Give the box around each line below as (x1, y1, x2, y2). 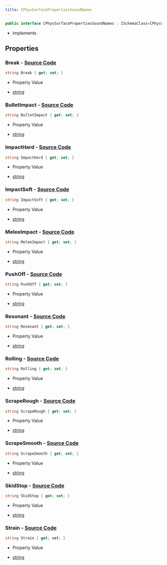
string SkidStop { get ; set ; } (5, 493, 70, 498)
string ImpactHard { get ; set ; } (5, 155, 75, 160)
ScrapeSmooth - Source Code (5, 440, 79, 447)
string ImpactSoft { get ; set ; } (5, 197, 75, 202)
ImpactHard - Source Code (5, 144, 71, 151)
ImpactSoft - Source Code (5, 186, 70, 193)
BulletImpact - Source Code (5, 101, 74, 108)
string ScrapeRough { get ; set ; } (5, 408, 77, 414)
